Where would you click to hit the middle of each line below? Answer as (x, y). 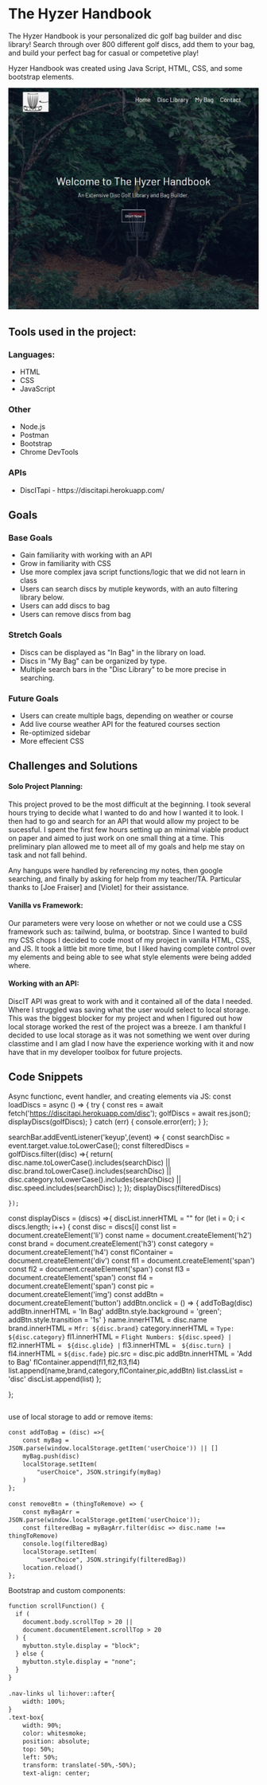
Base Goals (31, 537)
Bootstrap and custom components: (67, 1590)
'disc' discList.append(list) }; (55, 1379)
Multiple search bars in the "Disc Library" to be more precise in (123, 669)
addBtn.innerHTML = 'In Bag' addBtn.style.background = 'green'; (115, 1311)
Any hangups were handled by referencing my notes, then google (116, 870)
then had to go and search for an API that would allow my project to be (124, 821)
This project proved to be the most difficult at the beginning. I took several (130, 804)
